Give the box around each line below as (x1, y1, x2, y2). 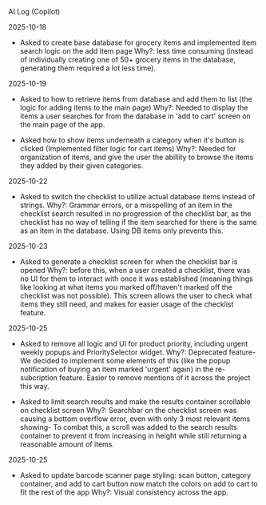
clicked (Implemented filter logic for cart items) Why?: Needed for (19, 144, 236, 153)
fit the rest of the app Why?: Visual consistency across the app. (19, 487, 229, 497)
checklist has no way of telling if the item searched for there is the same (19, 218, 257, 226)
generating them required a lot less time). (19, 63, 156, 73)
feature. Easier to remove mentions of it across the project (58, 373, 251, 383)
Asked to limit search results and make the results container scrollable (19, 397, 251, 407)
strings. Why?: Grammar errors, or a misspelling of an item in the (19, 200, 233, 210)
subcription (19, 373, 58, 383)
